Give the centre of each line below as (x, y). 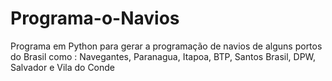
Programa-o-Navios (95, 18)
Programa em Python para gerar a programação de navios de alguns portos (166, 46)
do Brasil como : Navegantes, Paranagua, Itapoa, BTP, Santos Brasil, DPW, (163, 56)
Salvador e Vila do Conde (63, 67)
